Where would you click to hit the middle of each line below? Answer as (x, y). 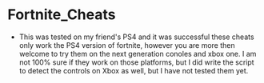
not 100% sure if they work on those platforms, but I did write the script (136, 62)
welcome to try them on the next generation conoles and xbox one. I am (138, 53)
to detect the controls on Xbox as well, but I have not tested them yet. (134, 70)
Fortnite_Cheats (62, 15)
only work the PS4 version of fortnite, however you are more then (127, 45)
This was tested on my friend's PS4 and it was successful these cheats (136, 37)
